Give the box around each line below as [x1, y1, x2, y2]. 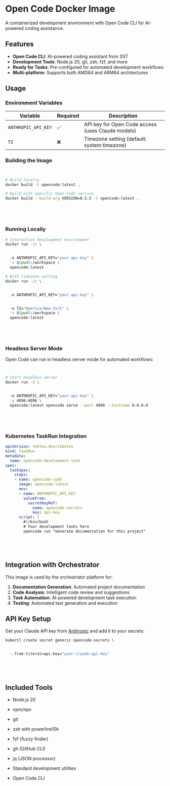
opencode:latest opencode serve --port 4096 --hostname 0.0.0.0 [10, 403, 148, 408]
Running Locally [5, 226, 46, 233]
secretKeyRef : [27, 500, 58, 505]
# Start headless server [5, 375, 58, 380]
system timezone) [84, 142, 127, 149]
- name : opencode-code [14, 477, 62, 482]
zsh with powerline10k [12, 726, 59, 732]
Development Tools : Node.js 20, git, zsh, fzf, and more [12, 59, 128, 65]
